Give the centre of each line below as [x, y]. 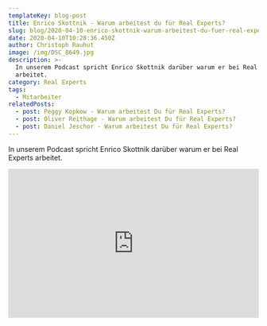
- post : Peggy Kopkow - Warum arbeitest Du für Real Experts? [120, 112]
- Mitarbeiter [39, 97]
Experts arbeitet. [35, 157]
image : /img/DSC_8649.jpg [51, 52]
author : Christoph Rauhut [51, 45]
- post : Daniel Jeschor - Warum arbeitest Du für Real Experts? [124, 126]
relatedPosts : [32, 104]
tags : [17, 89]
